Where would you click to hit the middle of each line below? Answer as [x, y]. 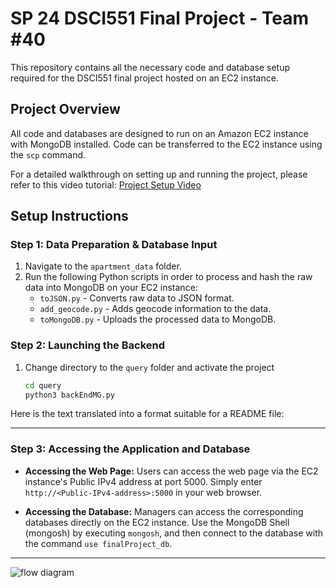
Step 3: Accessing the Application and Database [130, 449]
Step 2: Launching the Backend [88, 345]
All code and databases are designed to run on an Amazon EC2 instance [159, 133]
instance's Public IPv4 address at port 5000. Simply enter [143, 481]
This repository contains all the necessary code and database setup [150, 67]
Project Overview [65, 109]
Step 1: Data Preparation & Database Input [114, 245]
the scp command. [48, 154]
